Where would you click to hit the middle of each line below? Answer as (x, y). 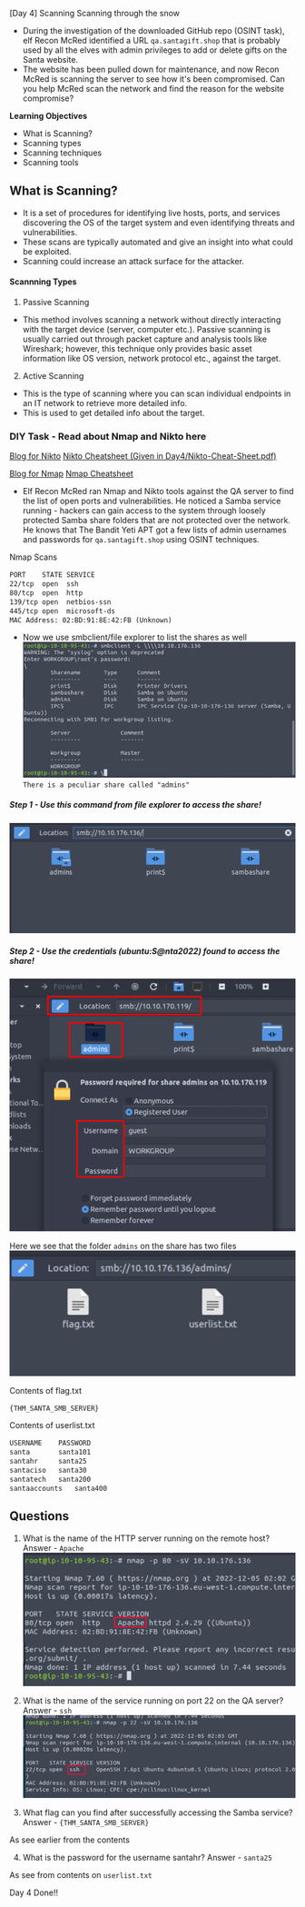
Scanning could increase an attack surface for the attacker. (133, 261)
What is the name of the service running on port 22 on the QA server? (153, 1700)
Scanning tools (50, 162)
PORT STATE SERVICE (52, 575)
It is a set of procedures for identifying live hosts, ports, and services (151, 213)
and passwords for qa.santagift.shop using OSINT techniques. (141, 540)
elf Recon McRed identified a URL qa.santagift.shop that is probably (151, 40)
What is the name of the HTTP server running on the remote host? (146, 1538)
